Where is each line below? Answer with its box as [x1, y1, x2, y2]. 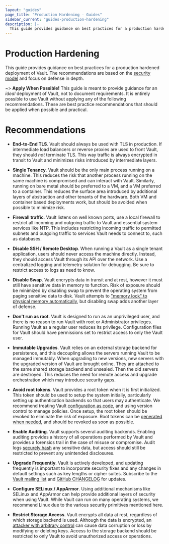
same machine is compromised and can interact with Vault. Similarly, [12, 178, 155, 183]
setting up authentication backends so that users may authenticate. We [12, 398, 160, 403]
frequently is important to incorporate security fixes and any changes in [12, 465, 161, 471]
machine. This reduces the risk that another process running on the [12, 172, 152, 178]
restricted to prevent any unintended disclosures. [12, 450, 115, 456]
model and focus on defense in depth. [5, 75, 84, 81]
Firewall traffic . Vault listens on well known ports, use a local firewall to [12, 214, 161, 220]
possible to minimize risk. [12, 205, 65, 210]
